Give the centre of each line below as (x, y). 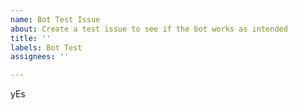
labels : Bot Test (46, 47)
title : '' (31, 38)
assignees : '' (40, 57)
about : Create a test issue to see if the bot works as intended (149, 29)
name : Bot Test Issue (55, 19)
